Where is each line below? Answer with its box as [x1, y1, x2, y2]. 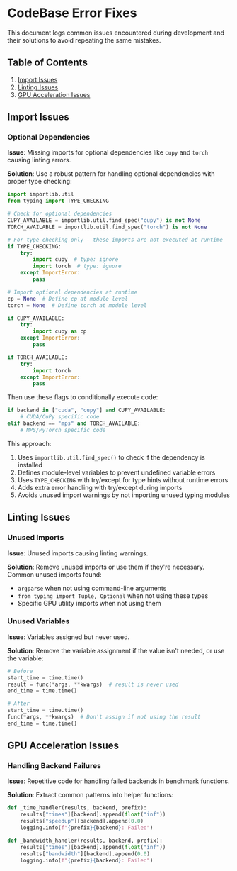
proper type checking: [7, 177, 72, 186]
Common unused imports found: [7, 570, 102, 579]
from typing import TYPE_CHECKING [7, 197, 110, 205]
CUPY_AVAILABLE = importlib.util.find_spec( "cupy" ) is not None [7, 217, 201, 224]
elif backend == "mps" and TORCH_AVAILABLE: [7, 420, 141, 427]
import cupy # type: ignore [33, 256, 119, 263]
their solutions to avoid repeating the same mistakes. [7, 35, 161, 44]
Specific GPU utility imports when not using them [17, 599, 161, 607]
